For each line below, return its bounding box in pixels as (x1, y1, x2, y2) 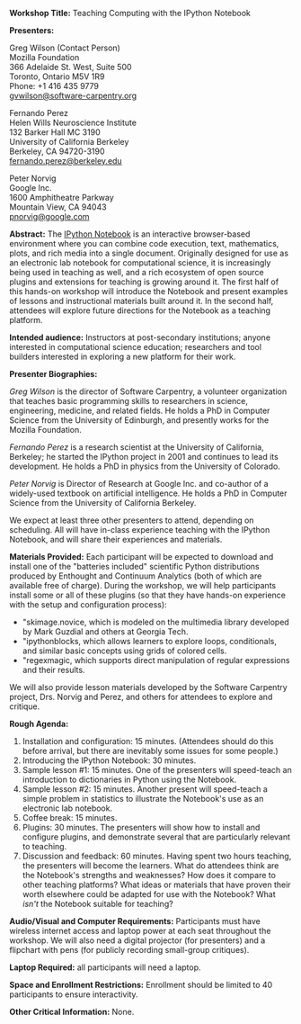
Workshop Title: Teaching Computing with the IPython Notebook (9, 8, 252, 18)
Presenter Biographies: (9, 369, 98, 379)
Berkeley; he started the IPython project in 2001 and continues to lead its (9, 452, 279, 462)
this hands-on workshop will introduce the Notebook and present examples (9, 286, 288, 296)
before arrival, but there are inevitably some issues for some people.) (22, 746, 279, 756)
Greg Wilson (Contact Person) (9, 42, 121, 53)
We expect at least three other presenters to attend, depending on (9, 515, 254, 525)
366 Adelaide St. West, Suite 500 (9, 62, 132, 72)
